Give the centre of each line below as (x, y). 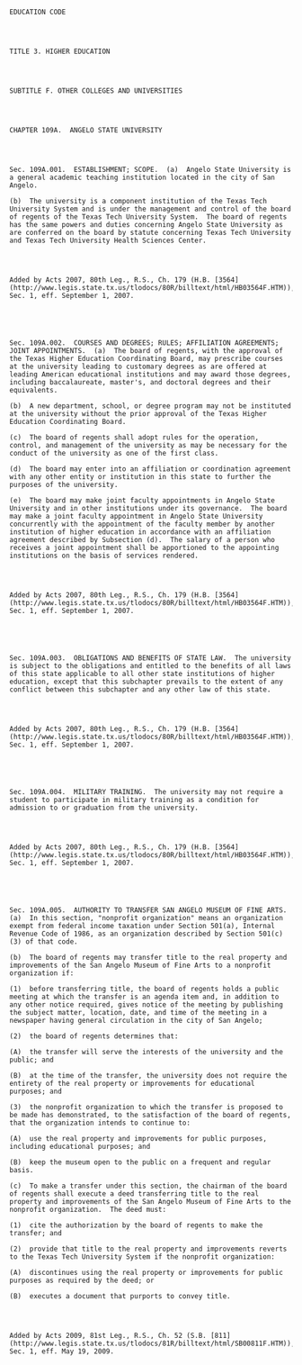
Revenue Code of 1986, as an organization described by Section (132, 934)
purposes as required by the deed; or (82, 1280)
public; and (31, 1060)
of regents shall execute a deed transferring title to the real (134, 1194)
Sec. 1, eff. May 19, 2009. (62, 1351)
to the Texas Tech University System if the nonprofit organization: (142, 1257)
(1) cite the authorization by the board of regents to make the (136, 1225)
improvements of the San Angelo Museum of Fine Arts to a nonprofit (140, 965)
